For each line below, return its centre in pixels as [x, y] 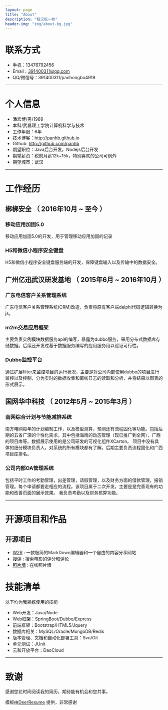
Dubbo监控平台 [24, 360]
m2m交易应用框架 [27, 327]
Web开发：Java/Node [35, 612]
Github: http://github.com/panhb [46, 144]
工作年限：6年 [27, 132]
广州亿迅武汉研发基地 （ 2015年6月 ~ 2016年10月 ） [85, 279]
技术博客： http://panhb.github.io [46, 138]
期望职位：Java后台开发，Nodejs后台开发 [55, 150]
